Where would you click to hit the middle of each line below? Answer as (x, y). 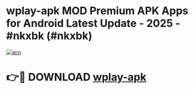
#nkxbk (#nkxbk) (49, 36)
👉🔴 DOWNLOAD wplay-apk (76, 77)
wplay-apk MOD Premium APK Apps (97, 11)
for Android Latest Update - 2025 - (93, 23)
